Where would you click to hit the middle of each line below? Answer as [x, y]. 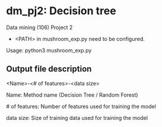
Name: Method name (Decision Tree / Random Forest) [72, 95]
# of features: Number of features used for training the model [81, 106]
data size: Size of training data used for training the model [77, 118]
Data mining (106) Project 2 [39, 27]
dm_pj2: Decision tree [61, 11]
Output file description [49, 69]
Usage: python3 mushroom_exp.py [49, 50]
